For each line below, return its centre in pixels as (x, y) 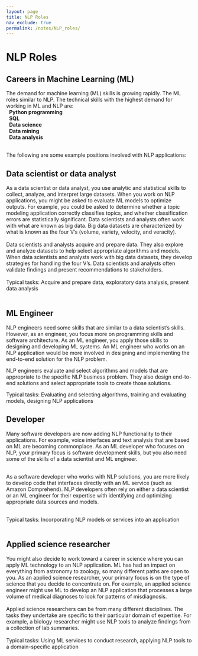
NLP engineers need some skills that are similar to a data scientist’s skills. (95, 327)
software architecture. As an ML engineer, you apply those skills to (87, 340)
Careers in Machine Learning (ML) (70, 79)
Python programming (36, 112)
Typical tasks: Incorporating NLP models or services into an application (93, 519)
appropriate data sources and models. (53, 502)
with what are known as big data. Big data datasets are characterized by (94, 226)
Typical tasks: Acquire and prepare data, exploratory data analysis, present (98, 282)
